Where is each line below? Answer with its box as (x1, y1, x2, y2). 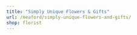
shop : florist (6, 20, 42, 26)
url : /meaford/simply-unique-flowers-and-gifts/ (6, 14, 132, 20)
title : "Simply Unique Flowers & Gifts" (6, 8, 110, 15)
